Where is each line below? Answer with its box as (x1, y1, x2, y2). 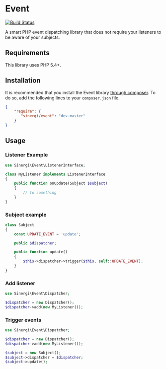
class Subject (5, 222, 35, 227)
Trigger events (5, 316, 42, 323)
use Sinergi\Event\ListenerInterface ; (5, 162, 85, 168)
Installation (5, 76, 41, 85)
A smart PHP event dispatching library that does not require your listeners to (5, 29, 162, 35)
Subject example (5, 211, 47, 218)
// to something (23, 190, 57, 195)
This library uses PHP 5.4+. (5, 62, 61, 68)
